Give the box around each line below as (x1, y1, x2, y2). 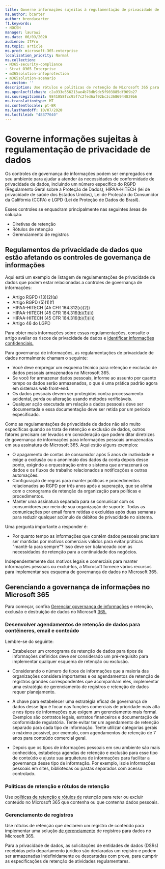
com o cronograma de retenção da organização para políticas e (12, 488, 141, 494)
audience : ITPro (5, 39, 38, 44)
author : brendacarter (5, 16, 50, 21)
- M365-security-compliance (5, 62, 63, 67)
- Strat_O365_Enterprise (5, 67, 56, 72)
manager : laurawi (5, 30, 41, 35)
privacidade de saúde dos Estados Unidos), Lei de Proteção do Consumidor (5, 191, 159, 197)
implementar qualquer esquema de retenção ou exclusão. (12, 658, 129, 664)
